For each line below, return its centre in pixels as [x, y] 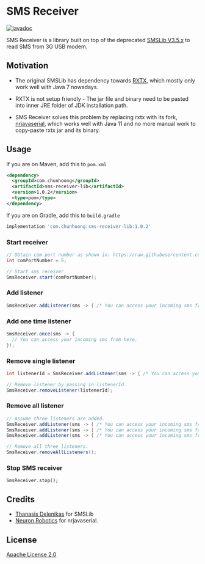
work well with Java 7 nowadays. [57, 87]
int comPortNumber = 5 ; [37, 260]
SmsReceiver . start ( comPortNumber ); [52, 277]
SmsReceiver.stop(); [33, 481]
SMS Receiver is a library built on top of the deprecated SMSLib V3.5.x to [98, 40]
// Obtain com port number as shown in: [59, 255]
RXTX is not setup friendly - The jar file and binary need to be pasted [102, 98]
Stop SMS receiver [34, 467]
